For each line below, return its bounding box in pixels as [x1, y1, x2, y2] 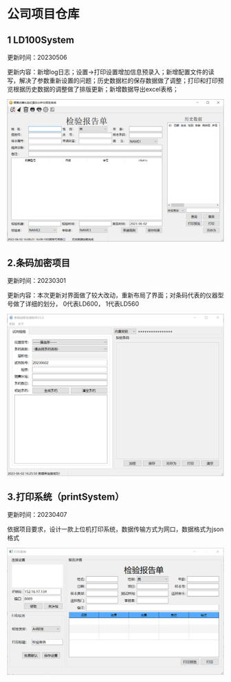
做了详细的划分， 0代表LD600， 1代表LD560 [12, 300, 140, 308]
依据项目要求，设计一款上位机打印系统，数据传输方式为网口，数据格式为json [7, 525, 224, 533]
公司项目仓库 [7, 6, 80, 22]
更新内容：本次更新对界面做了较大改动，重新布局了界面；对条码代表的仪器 [7, 291, 218, 299]
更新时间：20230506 [7, 53, 67, 61]
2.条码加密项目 [7, 257, 71, 268]
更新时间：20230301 [7, 277, 67, 285]
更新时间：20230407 [7, 511, 67, 519]
